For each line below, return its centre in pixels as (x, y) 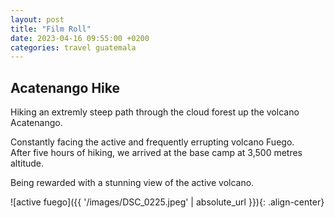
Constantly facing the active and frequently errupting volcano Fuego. (152, 142)
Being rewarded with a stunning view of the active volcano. (132, 183)
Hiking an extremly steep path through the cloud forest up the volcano (155, 112)
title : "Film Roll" (51, 29)
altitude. (27, 163)
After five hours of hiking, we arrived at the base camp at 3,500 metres (156, 153)
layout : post (37, 19)
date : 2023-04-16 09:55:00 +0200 (80, 38)
